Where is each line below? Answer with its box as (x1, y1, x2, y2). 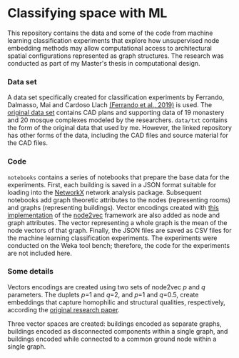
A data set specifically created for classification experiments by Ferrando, (7, 93, 225, 101)
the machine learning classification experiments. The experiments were (7, 234, 218, 242)
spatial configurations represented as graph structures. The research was (7, 51, 224, 60)
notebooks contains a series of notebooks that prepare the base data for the (7, 173, 230, 182)
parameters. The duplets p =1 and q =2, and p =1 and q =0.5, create (7, 290, 199, 299)
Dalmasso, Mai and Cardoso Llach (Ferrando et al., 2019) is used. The (7, 101, 213, 109)
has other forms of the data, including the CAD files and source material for (7, 131, 228, 140)
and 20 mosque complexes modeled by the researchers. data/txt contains (7, 116, 228, 124)
